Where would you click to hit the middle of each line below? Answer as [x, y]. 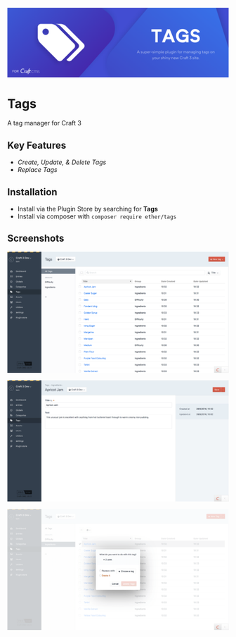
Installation [32, 192]
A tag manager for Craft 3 [45, 123]
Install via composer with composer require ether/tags [97, 216]
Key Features [37, 145]
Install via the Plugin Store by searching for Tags [87, 209]
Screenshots [36, 239]
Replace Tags [37, 170]
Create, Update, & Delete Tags [62, 162]
